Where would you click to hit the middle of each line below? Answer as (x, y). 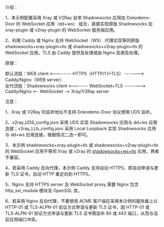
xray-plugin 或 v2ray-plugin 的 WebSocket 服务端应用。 (62, 30)
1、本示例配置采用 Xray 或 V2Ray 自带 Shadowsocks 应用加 (65, 18)
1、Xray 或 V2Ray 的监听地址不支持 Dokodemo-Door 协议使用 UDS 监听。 (80, 112)
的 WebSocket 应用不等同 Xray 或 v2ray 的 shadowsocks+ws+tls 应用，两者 (82, 151)
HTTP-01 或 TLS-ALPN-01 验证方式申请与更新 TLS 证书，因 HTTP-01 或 (77, 207)
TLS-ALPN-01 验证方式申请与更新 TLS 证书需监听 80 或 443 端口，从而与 (79, 213)
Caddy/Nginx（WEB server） (35, 80)
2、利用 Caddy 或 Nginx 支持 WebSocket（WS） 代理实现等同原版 (72, 40)
